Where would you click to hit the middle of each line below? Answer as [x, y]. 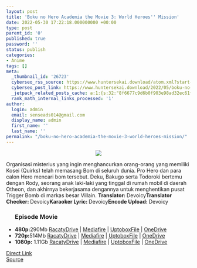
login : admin [27, 109]
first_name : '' [30, 126]
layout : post [22, 11]
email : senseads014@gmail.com [48, 115]
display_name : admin [36, 121]
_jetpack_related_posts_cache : [50, 93]
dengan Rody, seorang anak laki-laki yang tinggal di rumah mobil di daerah [96, 183]
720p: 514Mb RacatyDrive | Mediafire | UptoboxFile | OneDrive [90, 236]
